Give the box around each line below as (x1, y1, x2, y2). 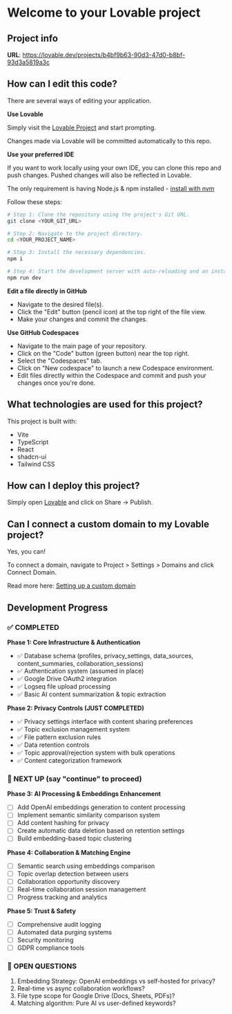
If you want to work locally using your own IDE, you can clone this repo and (7, 163, 222, 172)
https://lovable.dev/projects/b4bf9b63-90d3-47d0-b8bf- (22, 51, 185, 59)
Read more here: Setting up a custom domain (7, 581, 136, 590)
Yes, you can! (7, 547, 46, 556)
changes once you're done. (17, 379, 96, 387)
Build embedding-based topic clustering (17, 834, 133, 842)
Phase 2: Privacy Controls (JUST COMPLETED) (7, 704, 144, 712)
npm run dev (7, 274, 41, 281)
